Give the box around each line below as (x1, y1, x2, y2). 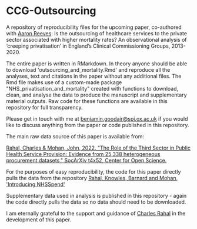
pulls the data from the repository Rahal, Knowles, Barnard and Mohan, (6, 174, 178, 181)
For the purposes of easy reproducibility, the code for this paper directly (6, 168, 181, 175)
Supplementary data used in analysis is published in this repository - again (6, 192, 187, 199)
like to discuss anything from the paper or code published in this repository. (6, 121, 189, 128)
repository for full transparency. (6, 104, 84, 111)
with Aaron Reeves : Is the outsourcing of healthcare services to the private (6, 29, 187, 36)
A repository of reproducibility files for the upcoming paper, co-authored (6, 24, 182, 31)
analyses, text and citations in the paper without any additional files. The (6, 72, 182, 79)
